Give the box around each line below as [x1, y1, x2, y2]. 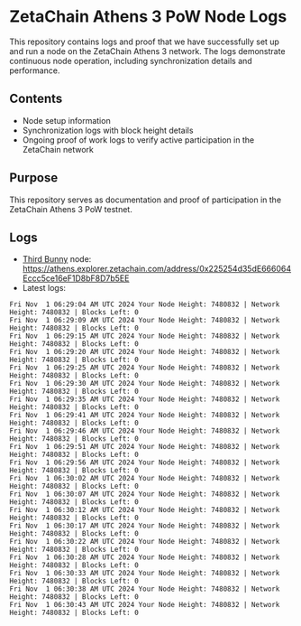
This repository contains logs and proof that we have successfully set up [9, 36, 279, 47]
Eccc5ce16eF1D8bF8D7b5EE [22, 273, 130, 284]
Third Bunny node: [22, 254, 92, 265]
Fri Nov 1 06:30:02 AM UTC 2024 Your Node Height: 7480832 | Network [9, 474, 280, 483]
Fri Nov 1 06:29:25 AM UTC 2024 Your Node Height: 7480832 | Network [9, 363, 280, 372]
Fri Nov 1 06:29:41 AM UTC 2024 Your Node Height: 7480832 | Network [9, 411, 280, 420]
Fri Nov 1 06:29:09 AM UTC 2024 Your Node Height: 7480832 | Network [9, 316, 280, 325]
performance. [9, 65, 60, 76]
